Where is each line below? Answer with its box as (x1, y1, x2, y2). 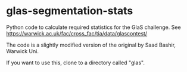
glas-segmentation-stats (6, 4, 133, 18)
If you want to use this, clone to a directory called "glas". (6, 59, 145, 66)
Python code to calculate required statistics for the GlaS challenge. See (6, 24, 181, 31)
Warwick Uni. (6, 47, 39, 54)
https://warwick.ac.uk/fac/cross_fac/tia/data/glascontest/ (6, 30, 148, 37)
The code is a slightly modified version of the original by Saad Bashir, (6, 41, 176, 48)
